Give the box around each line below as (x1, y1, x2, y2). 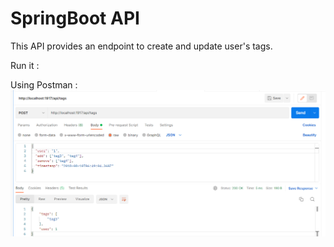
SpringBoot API (10, 7, 140, 30)
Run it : (10, 59, 40, 71)
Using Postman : (10, 78, 78, 91)
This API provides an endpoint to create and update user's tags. (10, 40, 273, 52)
